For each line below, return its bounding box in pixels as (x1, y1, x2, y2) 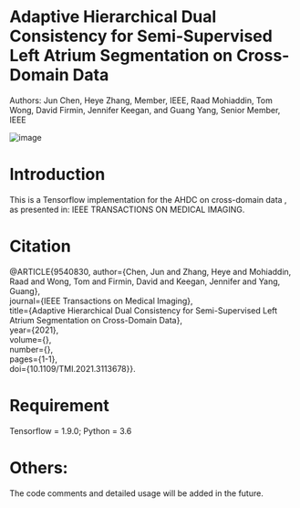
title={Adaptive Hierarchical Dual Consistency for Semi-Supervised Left (9, 304, 278, 316)
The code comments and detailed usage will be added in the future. (9, 487, 264, 499)
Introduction (9, 164, 106, 185)
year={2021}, (9, 324, 59, 335)
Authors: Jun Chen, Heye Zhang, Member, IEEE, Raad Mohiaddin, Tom (9, 94, 274, 106)
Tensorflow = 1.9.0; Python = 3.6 (9, 425, 132, 436)
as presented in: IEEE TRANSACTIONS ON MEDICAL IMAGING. (9, 204, 245, 215)
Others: (9, 457, 68, 478)
